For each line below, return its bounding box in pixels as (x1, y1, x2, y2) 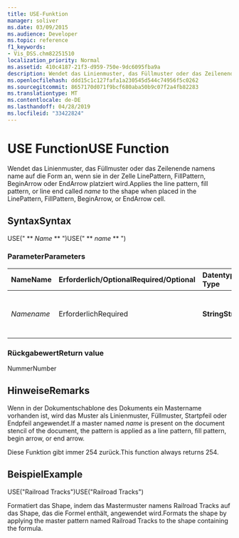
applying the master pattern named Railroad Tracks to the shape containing (7, 516, 229, 524)
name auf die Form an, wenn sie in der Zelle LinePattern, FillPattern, (7, 172, 206, 180)
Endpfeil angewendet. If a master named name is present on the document (7, 418, 225, 428)
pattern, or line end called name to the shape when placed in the (7, 187, 197, 195)
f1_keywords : (7, 43, 46, 51)
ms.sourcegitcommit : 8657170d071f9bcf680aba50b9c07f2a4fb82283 (7, 83, 199, 90)
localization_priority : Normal (7, 57, 100, 64)
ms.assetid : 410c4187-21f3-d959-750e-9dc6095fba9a (7, 63, 161, 71)
